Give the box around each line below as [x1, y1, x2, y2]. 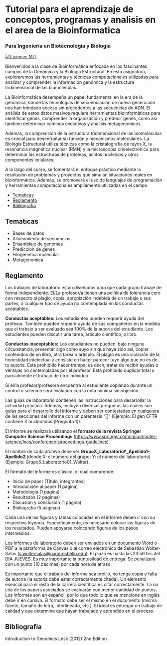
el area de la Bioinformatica [5, 25, 121, 36]
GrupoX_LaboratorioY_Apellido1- [80, 449, 151, 455]
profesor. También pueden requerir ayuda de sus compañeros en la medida [5, 321, 161, 327]
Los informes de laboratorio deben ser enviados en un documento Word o [5, 540, 157, 546]
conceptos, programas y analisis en [5, 14, 156, 25]
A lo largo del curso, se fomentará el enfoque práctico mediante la [5, 166, 141, 172]
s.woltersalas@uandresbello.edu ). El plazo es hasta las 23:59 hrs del [19, 551, 161, 557]
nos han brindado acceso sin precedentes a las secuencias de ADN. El [5, 105, 151, 111]
